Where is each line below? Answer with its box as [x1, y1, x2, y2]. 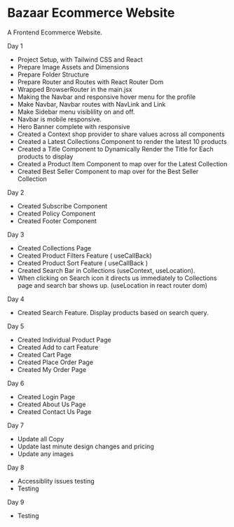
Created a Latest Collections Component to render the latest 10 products [17, 137, 228, 145]
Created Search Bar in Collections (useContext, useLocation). [17, 266, 195, 274]
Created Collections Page [17, 244, 92, 252]
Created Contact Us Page [17, 407, 92, 415]
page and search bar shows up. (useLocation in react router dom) [17, 281, 208, 289]
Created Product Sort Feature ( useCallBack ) [17, 258, 149, 267]
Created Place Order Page [17, 358, 93, 366]
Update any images [17, 449, 74, 458]
